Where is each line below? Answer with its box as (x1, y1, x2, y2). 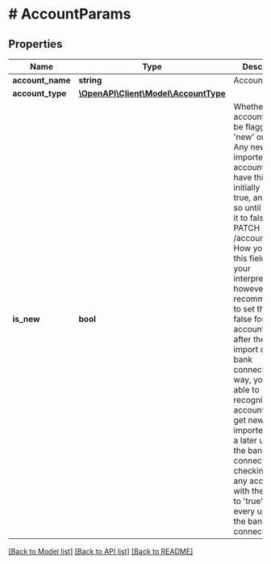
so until (233, 202, 261, 213)
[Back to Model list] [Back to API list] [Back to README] (8, 547, 194, 556)
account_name (12, 74, 71, 86)
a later (233, 435, 258, 446)
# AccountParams (8, 5, 131, 23)
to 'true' (233, 495, 264, 507)
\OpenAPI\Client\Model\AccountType (78, 88, 226, 99)
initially (233, 182, 261, 193)
